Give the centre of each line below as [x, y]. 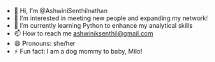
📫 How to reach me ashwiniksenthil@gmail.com [83, 33]
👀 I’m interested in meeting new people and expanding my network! [111, 18]
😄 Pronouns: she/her [44, 43]
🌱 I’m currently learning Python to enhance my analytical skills [103, 25]
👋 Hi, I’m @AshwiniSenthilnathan [61, 11]
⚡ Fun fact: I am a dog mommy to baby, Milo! [78, 51]
